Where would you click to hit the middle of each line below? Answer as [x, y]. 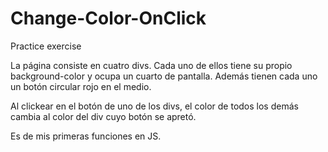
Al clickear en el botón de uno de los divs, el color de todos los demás [154, 106]
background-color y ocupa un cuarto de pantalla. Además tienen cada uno [164, 76]
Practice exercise [46, 46]
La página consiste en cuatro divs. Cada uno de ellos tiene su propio [151, 65]
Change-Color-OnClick [108, 18]
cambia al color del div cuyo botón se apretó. [103, 116]
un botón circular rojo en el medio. [81, 86]
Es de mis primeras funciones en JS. [86, 136]
